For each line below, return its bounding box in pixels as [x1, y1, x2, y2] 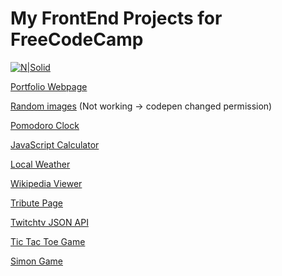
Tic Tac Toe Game [10, 235, 86, 247]
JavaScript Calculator [10, 138, 100, 151]
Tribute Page [10, 197, 63, 209]
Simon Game [10, 255, 63, 267]
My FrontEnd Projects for [10, 7, 223, 30]
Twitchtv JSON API [10, 216, 89, 228]
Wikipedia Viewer [10, 177, 83, 189]
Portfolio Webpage [10, 80, 88, 92]
